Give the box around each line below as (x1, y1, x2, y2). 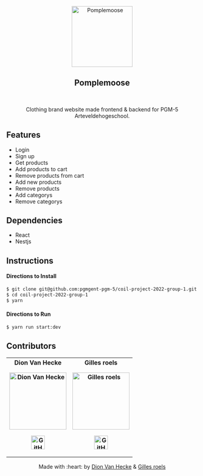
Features (6, 130, 41, 140)
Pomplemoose (74, 78, 131, 88)
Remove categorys (15, 198, 63, 205)
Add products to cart (15, 165, 68, 173)
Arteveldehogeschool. (74, 112, 130, 119)
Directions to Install (6, 273, 57, 280)
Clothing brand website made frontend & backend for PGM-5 (26, 105, 179, 113)
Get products (15, 159, 49, 166)
